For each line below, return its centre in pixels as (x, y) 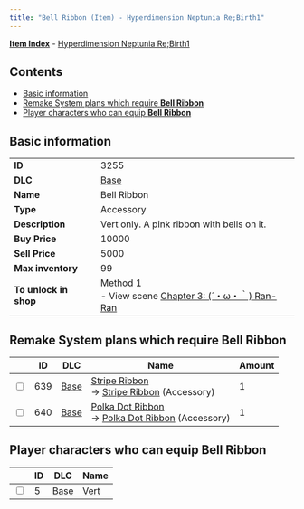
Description (40, 224)
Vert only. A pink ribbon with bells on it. (184, 224)
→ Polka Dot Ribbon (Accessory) (161, 419)
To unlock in (41, 290)
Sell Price (35, 254)
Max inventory (46, 269)
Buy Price (35, 239)
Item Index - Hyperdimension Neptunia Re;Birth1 (100, 43)
